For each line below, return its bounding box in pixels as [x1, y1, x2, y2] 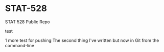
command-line [5, 42, 35, 48]
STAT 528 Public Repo [5, 19, 50, 25]
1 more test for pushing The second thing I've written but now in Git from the [5, 37, 159, 43]
